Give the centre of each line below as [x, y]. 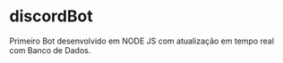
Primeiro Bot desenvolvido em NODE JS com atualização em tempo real [142, 41]
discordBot [51, 16]
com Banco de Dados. [50, 50]
